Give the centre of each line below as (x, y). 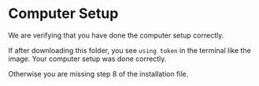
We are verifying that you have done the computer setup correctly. (116, 35)
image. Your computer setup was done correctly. (87, 59)
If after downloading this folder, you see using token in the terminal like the (130, 50)
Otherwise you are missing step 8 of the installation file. (98, 73)
